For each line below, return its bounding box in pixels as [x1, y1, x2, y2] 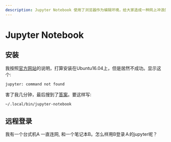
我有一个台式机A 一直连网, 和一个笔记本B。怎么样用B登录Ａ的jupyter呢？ [5, 131, 158, 137]
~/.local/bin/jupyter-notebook [5, 101, 72, 106]
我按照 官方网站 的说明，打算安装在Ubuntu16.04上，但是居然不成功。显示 [5, 65, 157, 71]
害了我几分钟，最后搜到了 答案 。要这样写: [5, 91, 92, 97]
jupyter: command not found [5, 82, 65, 87]
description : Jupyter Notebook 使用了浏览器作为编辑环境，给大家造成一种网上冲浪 [5, 7, 165, 13]
